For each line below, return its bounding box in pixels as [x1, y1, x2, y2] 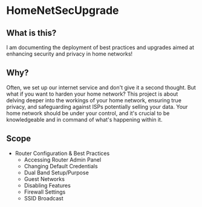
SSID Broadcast [24, 194, 64, 202]
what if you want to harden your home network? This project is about [6, 90, 178, 97]
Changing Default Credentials [24, 162, 98, 169]
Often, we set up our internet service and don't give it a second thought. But [6, 84, 197, 91]
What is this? [6, 28, 57, 38]
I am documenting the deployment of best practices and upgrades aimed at [6, 44, 195, 51]
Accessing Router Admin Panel [24, 156, 102, 163]
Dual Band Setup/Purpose [24, 169, 89, 176]
